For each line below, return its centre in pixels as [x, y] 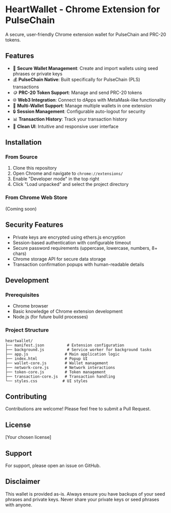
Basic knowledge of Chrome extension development [68, 311]
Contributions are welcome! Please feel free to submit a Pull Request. [78, 409]
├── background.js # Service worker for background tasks [79, 349]
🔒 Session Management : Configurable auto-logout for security [79, 111]
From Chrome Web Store [36, 198]
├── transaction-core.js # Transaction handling [60, 377]
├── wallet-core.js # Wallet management [57, 363]
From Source [21, 157]
